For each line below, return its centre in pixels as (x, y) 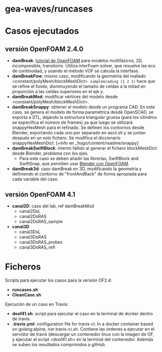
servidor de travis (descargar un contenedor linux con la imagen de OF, (83, 334)
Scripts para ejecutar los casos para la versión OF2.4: (59, 280)
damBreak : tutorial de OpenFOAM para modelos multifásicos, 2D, (77, 61)
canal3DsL (30, 232)
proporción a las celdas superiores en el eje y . (58, 92)
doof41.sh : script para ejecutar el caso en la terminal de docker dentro (82, 313)
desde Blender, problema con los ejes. (50, 153)
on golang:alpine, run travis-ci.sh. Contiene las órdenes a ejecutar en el (83, 329)
